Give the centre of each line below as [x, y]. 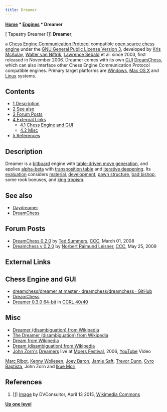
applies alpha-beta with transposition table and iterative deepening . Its [78, 169]
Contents [20, 92]
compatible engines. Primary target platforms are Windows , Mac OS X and [82, 70]
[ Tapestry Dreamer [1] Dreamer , [39, 34]
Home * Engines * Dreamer [34, 24]
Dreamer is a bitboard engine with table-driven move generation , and [77, 163]
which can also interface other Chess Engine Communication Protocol [77, 65]
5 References [26, 136]
